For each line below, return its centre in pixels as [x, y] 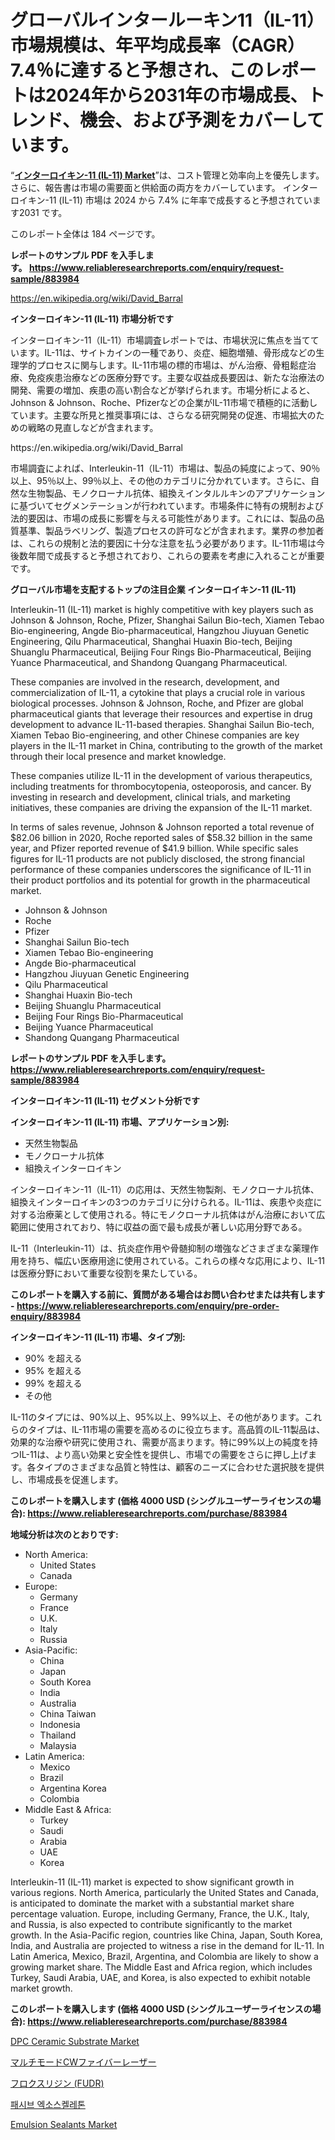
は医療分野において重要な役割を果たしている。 [106, 1273]
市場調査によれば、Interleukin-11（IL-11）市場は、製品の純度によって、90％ [165, 468]
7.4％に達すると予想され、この [137, 70]
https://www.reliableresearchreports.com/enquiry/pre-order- [148, 1305]
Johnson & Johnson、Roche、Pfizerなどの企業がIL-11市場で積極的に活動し [164, 402]
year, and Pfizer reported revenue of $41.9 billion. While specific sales [154, 848]
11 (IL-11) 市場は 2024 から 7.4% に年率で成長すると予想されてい [181, 200]
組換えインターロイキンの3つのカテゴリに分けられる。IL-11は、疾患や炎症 [162, 1202]
